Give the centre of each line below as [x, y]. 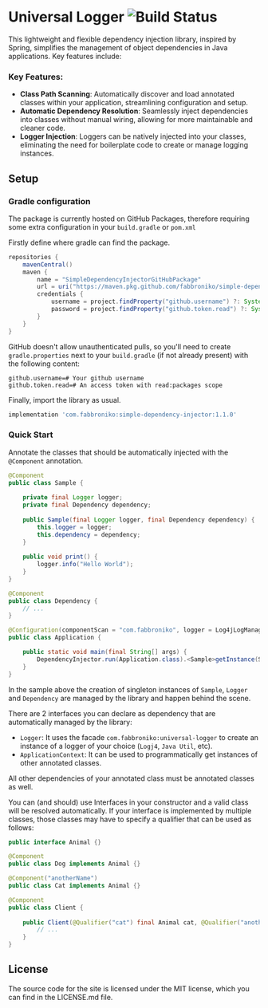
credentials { [60, 294]
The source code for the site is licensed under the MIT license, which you [129, 988]
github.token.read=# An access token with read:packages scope [116, 385]
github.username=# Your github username [77, 378]
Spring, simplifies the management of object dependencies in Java [118, 47]
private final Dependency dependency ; [87, 505]
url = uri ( [55, 287]
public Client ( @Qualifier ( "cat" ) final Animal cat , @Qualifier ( [132, 922]
